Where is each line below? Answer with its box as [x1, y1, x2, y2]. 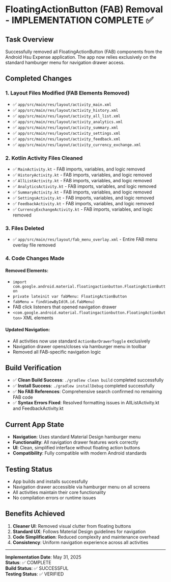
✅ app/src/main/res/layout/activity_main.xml [12, 101, 112, 107]
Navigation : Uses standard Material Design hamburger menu [12, 434, 141, 440]
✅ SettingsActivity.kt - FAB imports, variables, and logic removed [12, 195, 154, 201]
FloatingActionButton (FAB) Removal [5, 4, 163, 15]
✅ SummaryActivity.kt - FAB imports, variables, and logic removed [12, 189, 152, 195]
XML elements [23, 315, 53, 321]
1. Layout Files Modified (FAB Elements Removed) [5, 89, 130, 96]
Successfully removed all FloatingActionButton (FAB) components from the [5, 48, 162, 55]
